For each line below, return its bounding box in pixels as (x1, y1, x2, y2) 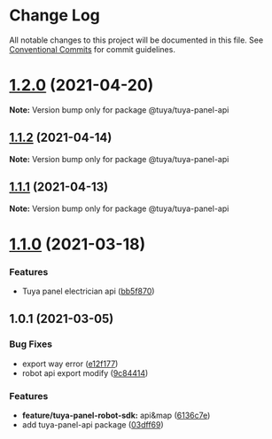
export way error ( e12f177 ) (21, 358, 119, 369)
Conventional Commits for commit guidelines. (9, 43, 175, 54)
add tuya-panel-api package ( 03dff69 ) (21, 419, 164, 430)
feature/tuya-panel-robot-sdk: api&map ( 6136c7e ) (21, 410, 211, 420)
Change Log (9, 5, 100, 26)
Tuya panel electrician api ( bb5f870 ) (21, 286, 155, 296)
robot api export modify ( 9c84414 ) (21, 367, 149, 378)
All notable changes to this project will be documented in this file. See (9, 35, 264, 45)
